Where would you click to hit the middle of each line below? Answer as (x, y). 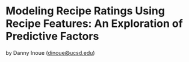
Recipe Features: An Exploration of (94, 24)
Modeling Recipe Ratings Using (85, 11)
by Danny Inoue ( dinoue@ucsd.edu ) (50, 52)
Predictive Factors (52, 36)
